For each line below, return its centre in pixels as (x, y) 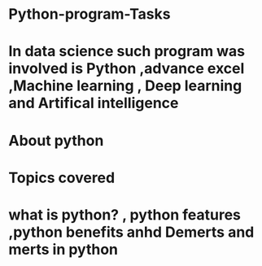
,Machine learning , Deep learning (125, 86)
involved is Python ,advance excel (127, 69)
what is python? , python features (125, 214)
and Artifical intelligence (94, 103)
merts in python (63, 249)
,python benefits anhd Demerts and (131, 232)
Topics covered (62, 178)
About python (56, 140)
